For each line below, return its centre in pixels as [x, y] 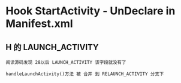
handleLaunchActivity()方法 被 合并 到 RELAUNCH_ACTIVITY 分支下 [85, 74]
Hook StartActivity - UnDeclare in [90, 11]
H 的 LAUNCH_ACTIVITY [52, 47]
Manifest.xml [39, 24]
